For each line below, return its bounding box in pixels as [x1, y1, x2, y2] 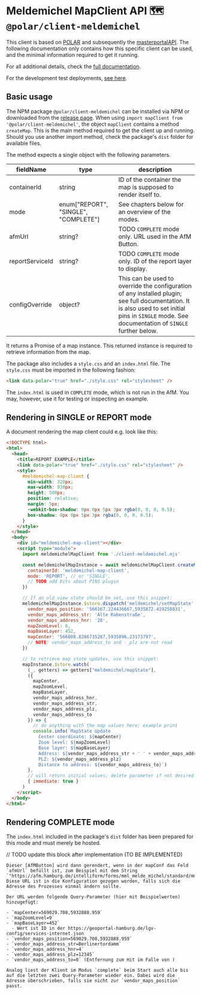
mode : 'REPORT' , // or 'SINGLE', [28, 573, 111, 579]
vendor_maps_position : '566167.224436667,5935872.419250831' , [28, 606, 186, 612]
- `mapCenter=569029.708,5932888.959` [6, 910, 103, 916]
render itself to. [118, 190, 162, 199]
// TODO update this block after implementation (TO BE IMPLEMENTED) [6, 851, 183, 859]
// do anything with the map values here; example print [32, 723, 178, 729]
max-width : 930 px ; [28, 484, 74, 490]
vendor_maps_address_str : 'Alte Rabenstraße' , [28, 611, 146, 618]
